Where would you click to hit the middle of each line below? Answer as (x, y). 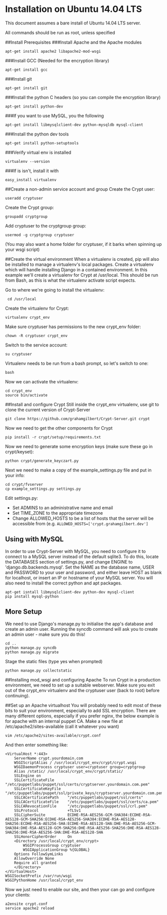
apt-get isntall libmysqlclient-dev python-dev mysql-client (70, 592)
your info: (15, 475)
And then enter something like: (37, 745)
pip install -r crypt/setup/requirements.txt (53, 437)
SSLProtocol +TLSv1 (47, 810)
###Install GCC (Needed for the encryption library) (57, 60)
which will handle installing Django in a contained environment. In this (76, 269)
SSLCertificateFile (34, 780)
